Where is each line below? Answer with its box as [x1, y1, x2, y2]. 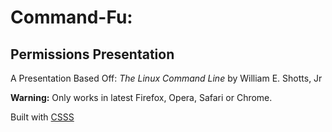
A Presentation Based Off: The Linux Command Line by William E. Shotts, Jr [10, 72, 323, 84]
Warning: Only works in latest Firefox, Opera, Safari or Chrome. [10, 92, 273, 103]
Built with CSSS [10, 111, 75, 123]
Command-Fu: [10, 6, 133, 29]
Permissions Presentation [10, 46, 175, 63]
